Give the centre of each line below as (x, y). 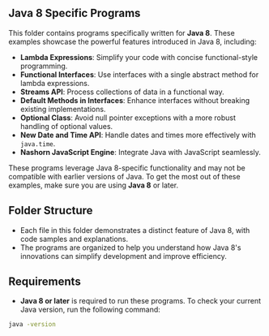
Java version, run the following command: (90, 310)
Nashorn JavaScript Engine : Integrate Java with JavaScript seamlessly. (141, 152)
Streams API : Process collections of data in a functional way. (122, 92)
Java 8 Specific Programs (75, 13)
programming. (44, 66)
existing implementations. (63, 109)
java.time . (38, 143)
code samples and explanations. (74, 239)
